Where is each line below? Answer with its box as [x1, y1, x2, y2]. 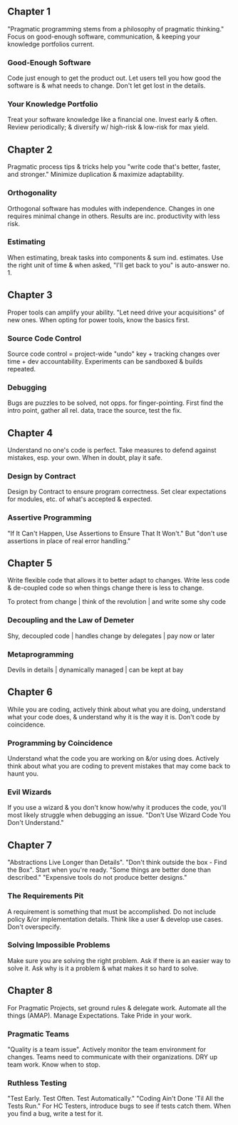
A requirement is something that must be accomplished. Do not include [7, 907, 216, 915]
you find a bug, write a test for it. [7, 1109, 103, 1118]
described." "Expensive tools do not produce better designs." [7, 873, 187, 882]
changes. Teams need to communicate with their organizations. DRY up [7, 1052, 217, 1061]
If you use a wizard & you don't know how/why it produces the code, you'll [7, 803, 227, 812]
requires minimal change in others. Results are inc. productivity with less [7, 212, 220, 220]
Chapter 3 [7, 289, 53, 302]
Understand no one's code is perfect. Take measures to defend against [7, 446, 217, 455]
